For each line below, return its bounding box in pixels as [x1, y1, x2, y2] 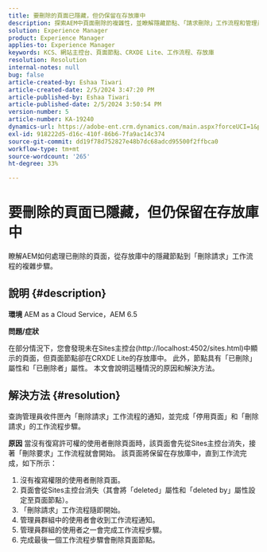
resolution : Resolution [8, 57, 87, 65]
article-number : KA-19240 [8, 115, 94, 123]
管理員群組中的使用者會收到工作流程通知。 [19, 515, 160, 524]
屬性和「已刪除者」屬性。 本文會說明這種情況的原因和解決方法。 [8, 363, 219, 373]
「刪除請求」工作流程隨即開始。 [19, 505, 125, 515]
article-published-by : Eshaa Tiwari [8, 93, 130, 101]
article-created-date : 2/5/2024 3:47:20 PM [8, 85, 155, 94]
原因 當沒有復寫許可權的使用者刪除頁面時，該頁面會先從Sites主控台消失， [8, 438, 250, 448]
